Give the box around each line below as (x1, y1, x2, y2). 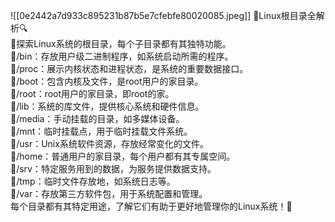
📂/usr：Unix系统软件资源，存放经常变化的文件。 (10, 138, 209, 149)
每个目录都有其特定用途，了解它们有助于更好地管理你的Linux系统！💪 (10, 200, 293, 212)
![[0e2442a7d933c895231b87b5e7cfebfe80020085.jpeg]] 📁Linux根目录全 (10, 10, 317, 21)
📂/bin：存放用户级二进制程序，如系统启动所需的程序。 (10, 50, 234, 62)
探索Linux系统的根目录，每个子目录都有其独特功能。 (16, 38, 232, 49)
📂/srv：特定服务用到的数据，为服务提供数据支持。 (10, 163, 217, 174)
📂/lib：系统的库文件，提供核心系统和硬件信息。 (10, 100, 205, 112)
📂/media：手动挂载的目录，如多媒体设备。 (10, 113, 185, 124)
